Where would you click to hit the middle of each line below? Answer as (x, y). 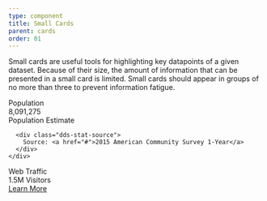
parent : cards (32, 31)
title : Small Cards (41, 24)
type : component (36, 16)
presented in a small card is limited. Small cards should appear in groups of (133, 79)
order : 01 (25, 38)
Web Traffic (28, 172)
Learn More (28, 189)
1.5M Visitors (30, 180)
